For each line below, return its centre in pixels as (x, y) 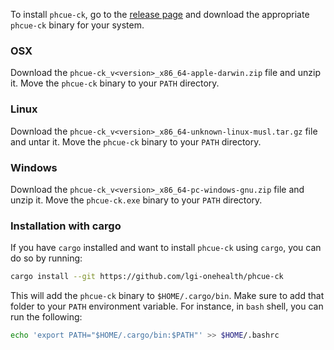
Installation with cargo (66, 226)
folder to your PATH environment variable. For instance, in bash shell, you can (167, 306)
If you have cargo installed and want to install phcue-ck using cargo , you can (166, 248)
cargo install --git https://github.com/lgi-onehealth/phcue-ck (147, 277)
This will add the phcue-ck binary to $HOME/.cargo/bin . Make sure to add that (167, 296)
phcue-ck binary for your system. (77, 25)
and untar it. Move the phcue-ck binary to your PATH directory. (136, 141)
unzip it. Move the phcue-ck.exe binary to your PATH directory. (136, 200)
